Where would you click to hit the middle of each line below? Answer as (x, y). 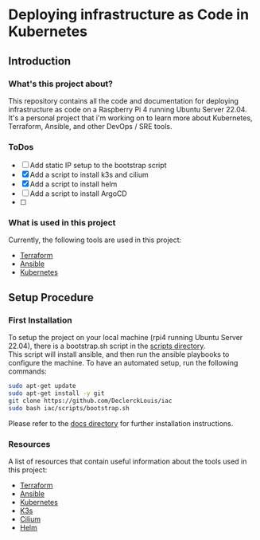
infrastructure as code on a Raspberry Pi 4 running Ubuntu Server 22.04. (128, 109)
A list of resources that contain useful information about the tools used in (128, 461)
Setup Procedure (51, 297)
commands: (28, 371)
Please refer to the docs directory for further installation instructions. (121, 423)
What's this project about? (61, 84)
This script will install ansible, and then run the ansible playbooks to (119, 354)
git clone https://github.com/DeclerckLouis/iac (90, 401)
